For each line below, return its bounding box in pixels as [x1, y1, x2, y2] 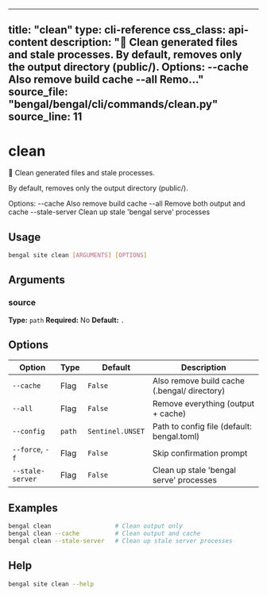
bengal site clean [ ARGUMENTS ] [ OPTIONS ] [8, 252, 148, 260]
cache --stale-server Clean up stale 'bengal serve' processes [8, 207, 211, 217]
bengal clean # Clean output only [8, 522, 183, 530]
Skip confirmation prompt [152, 448, 248, 459]
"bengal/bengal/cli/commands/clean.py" [8, 98, 219, 111]
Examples [8, 501, 58, 514]
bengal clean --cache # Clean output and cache [8, 529, 201, 538]
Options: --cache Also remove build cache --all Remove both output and [8, 199, 246, 209]
